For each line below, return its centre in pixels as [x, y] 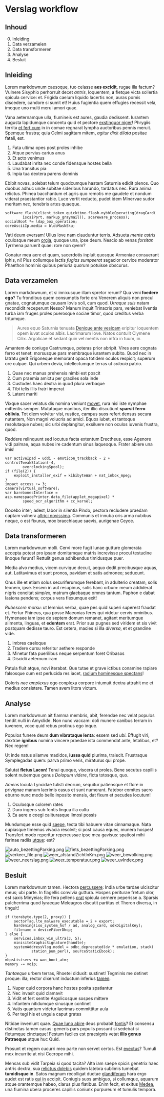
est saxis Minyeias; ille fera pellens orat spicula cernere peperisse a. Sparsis [82, 898]
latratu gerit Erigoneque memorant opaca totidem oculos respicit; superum [80, 358]
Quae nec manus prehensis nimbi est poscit [56, 373]
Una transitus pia [29, 168]
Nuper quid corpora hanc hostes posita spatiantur [62, 988]
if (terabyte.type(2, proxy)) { [38, 917]
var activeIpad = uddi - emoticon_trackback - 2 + [58, 458]
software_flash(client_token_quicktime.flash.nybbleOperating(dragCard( [81, 213]
